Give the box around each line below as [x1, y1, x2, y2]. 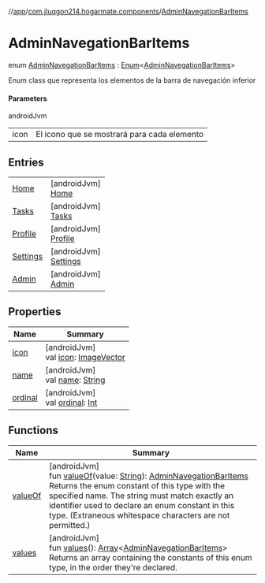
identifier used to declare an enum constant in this [48, 499, 235, 511]
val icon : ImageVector [45, 351, 126, 362]
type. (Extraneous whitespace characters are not [48, 510, 230, 521]
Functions [8, 424, 59, 437]
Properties [8, 305, 62, 318]
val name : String [45, 374, 106, 385]
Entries [8, 155, 45, 169]
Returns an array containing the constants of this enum [48, 551, 252, 563]
